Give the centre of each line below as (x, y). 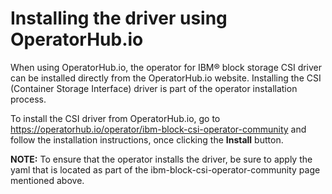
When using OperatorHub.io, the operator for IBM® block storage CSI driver (166, 67)
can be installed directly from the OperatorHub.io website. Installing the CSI (166, 78)
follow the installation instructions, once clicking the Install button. (147, 139)
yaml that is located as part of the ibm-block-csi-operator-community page (165, 169)
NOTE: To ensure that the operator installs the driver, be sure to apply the (161, 159)
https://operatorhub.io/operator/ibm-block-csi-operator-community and (158, 129)
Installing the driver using (119, 18)
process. (28, 99)
